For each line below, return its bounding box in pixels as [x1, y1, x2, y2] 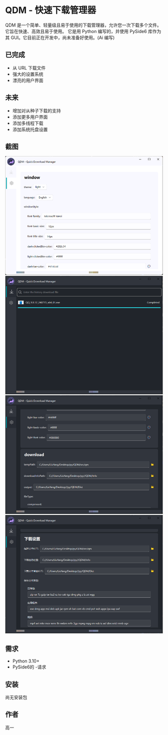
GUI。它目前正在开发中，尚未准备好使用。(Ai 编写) [10, 34, 115, 40]
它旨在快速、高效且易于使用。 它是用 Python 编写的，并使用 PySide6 [5, 28, 147, 34]
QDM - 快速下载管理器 [5, 4, 96, 16]
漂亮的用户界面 [12, 77, 43, 83]
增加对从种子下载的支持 [12, 107, 61, 113]
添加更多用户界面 [12, 113, 48, 120]
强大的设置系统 [12, 71, 43, 77]
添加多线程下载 [12, 120, 43, 126]
